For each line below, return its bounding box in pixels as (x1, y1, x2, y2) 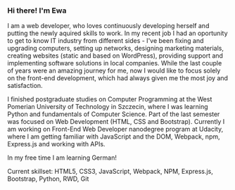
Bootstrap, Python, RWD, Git (7, 175, 89, 183)
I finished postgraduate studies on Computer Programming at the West (7, 95, 212, 103)
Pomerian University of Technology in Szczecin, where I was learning (7, 103, 208, 111)
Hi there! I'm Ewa (7, 6, 67, 15)
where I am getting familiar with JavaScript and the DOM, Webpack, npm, (7, 132, 220, 141)
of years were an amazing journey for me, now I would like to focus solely (7, 66, 221, 75)
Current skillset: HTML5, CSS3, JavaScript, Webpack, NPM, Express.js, (7, 167, 213, 176)
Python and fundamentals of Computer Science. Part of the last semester (7, 110, 220, 118)
